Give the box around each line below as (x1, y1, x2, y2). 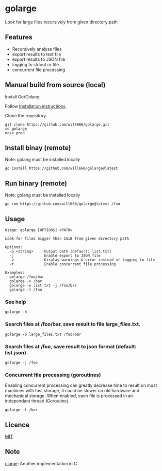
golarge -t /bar (5, 407, 38, 413)
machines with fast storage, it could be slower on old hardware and (5, 388, 140, 394)
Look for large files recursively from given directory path (5, 19, 118, 25)
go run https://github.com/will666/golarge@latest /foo (5, 201, 120, 207)
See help (5, 298, 26, 305)
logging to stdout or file (12, 61, 59, 67)
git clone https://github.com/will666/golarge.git (5, 122, 110, 127)
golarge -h (5, 309, 27, 314)
